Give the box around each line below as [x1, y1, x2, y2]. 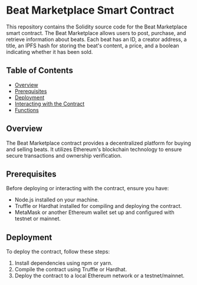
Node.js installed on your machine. [14, 196, 99, 203]
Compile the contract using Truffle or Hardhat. [14, 266, 127, 273]
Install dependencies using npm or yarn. [14, 260, 113, 267]
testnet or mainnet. [14, 215, 61, 222]
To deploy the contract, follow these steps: [6, 248, 110, 255]
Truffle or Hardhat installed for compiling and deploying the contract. [14, 203, 182, 210]
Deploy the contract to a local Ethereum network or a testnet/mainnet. [14, 272, 185, 279]
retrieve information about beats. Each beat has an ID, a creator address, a [6, 36, 187, 43]
